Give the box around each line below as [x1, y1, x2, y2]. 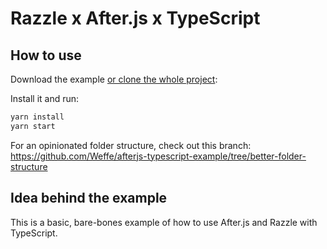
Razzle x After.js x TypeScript [10, 7, 261, 30]
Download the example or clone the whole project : [10, 73, 218, 85]
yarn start [10, 121, 56, 131]
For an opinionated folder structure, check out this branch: [10, 139, 252, 151]
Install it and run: [10, 93, 80, 104]
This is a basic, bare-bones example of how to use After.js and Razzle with [10, 216, 318, 228]
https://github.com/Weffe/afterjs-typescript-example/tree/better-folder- [10, 150, 307, 162]
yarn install [10, 112, 65, 122]
